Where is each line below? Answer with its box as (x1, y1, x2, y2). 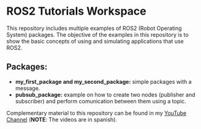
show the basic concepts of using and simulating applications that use (6, 37, 184, 45)
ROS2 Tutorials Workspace (6, 4, 146, 18)
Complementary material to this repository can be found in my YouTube (6, 109, 187, 117)
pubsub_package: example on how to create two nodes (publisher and (15, 90, 195, 98)
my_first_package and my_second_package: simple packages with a (15, 78, 192, 85)
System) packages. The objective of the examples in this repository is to (6, 31, 189, 38)
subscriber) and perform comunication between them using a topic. (15, 97, 187, 105)
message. (15, 84, 40, 92)
